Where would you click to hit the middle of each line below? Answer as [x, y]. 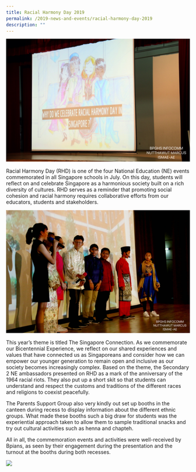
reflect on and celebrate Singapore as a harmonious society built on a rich [95, 184]
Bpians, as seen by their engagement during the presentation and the [90, 446]
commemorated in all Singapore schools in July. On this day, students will [94, 177]
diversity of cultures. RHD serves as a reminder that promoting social [89, 190]
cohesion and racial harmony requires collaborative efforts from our [87, 196]
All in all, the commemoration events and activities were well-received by [94, 439]
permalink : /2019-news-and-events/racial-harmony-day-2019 [79, 18]
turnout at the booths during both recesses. [58, 452]
